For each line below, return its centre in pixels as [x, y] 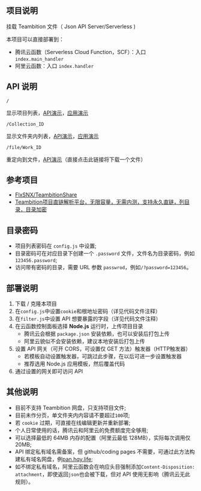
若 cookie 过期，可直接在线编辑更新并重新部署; [73, 422]
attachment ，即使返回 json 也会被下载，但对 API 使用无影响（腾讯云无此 [103, 474]
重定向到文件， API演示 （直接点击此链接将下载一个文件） [76, 159]
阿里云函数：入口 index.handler [54, 66]
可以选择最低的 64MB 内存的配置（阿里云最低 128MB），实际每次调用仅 [103, 438]
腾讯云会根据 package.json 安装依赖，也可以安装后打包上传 [97, 334]
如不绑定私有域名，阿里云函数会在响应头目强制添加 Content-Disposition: [105, 466]
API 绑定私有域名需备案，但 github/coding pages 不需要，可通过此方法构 [105, 451]
